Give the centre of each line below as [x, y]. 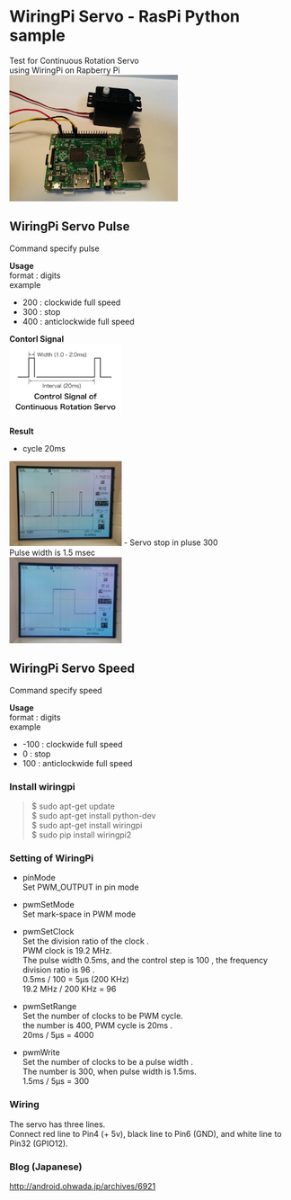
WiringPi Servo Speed [72, 669]
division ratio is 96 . [58, 970]
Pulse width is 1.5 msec [53, 552]
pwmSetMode [48, 905]
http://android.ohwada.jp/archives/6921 [83, 1186]
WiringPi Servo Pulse [70, 227]
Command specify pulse [55, 248]
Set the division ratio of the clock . [86, 941]
